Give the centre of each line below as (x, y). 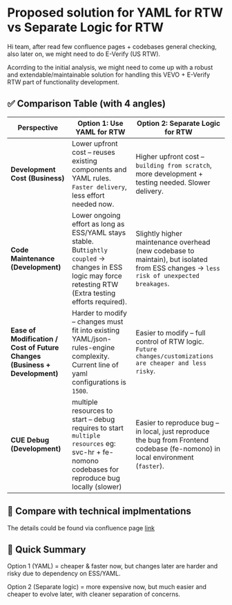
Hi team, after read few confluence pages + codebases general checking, (112, 46)
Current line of (95, 364)
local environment (165, 457)
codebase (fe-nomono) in (178, 449)
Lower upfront (95, 143)
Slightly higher (159, 233)
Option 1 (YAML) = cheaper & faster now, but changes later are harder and (113, 566)
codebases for (96, 469)
